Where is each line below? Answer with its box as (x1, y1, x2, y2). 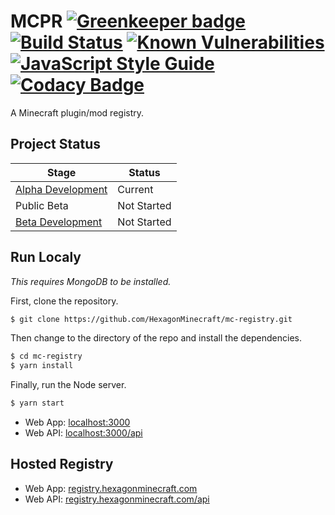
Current (117, 182, 154, 196)
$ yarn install (10, 361, 74, 371)
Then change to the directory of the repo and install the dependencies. (10, 332, 302, 344)
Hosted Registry (10, 456, 114, 473)
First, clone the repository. (10, 295, 119, 307)
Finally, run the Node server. (10, 379, 127, 391)
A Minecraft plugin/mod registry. (10, 106, 145, 119)
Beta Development (15, 215, 103, 229)
